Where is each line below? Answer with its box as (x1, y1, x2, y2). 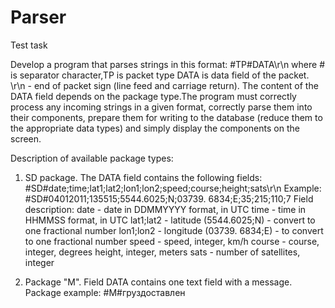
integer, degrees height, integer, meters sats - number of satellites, (24, 246, 301, 258)
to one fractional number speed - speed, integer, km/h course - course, (24, 235, 320, 247)
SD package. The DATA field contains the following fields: (24, 171, 263, 183)
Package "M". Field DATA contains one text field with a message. (24, 276, 293, 288)
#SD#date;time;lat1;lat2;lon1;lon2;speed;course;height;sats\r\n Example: (24, 182, 322, 194)
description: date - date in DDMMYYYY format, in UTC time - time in (24, 203, 307, 215)
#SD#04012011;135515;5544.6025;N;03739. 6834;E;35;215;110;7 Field (24, 192, 314, 205)
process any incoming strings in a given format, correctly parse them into (10, 101, 313, 113)
